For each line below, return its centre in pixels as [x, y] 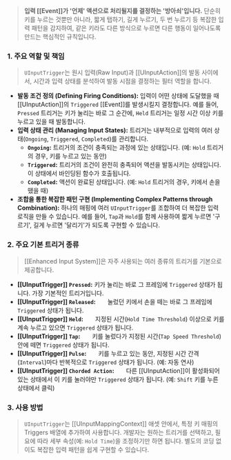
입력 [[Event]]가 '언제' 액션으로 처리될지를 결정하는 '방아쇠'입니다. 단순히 [122, 11]
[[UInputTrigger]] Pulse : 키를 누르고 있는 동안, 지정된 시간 [102, 353]
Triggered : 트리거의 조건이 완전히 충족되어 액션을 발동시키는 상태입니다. [124, 165]
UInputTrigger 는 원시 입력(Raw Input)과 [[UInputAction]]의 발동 [112, 72]
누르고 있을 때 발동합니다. [51, 122]
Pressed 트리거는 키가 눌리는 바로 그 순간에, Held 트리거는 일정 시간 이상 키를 [120, 113]
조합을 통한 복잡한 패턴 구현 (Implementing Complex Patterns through [115, 199]
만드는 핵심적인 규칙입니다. [60, 37]
